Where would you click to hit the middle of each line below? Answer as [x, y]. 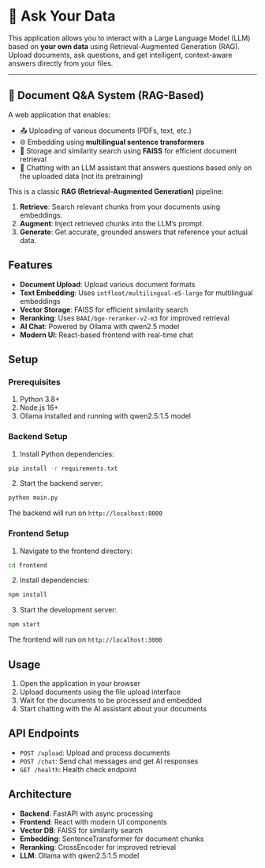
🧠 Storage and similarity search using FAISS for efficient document [128, 150]
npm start [24, 624]
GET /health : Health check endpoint [78, 769]
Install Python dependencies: [67, 453]
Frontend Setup [39, 533]
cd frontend [28, 565]
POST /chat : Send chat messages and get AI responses [109, 761]
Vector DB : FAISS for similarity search [81, 830]
